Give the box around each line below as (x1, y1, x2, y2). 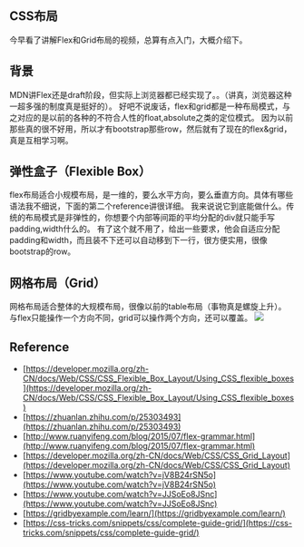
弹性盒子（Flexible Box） (9, 164, 152, 180)
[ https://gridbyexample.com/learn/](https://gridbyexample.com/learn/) (22, 508, 286, 519)
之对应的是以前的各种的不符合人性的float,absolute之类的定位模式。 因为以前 (9, 112, 294, 122)
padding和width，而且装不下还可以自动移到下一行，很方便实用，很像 (9, 235, 268, 246)
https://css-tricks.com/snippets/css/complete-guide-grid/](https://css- (25, 518, 293, 529)
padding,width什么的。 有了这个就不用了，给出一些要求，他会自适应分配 (9, 223, 280, 234)
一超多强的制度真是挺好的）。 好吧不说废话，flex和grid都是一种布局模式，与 (9, 101, 290, 112)
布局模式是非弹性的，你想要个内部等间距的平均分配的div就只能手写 (25, 212, 275, 223)
